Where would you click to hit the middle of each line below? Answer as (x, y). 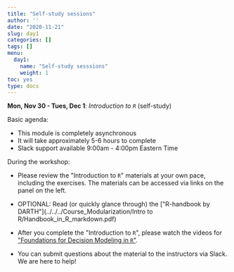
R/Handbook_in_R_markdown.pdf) (67, 219)
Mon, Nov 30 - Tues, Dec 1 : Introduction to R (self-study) (90, 106)
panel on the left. (42, 190)
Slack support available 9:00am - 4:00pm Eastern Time (98, 148)
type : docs (23, 86)
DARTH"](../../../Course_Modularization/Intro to (85, 211)
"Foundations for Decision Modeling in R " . (78, 240)
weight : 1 (34, 73)
